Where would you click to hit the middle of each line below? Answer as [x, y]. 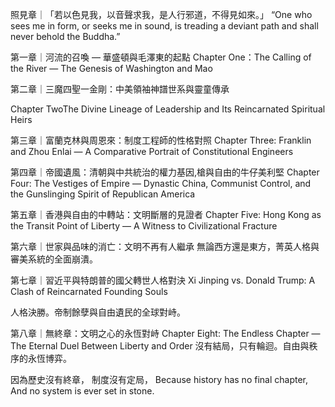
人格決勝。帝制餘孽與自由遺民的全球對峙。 [98, 312]
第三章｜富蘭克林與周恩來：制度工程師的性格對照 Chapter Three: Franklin [161, 140]
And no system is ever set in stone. [82, 391]
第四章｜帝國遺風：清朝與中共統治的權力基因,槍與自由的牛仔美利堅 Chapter [165, 172]
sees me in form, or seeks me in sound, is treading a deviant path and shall [164, 26]
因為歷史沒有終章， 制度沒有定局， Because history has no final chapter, [159, 379]
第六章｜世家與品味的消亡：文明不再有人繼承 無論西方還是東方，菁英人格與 [165, 246]
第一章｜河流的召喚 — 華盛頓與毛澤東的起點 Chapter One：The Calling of [161, 57]
